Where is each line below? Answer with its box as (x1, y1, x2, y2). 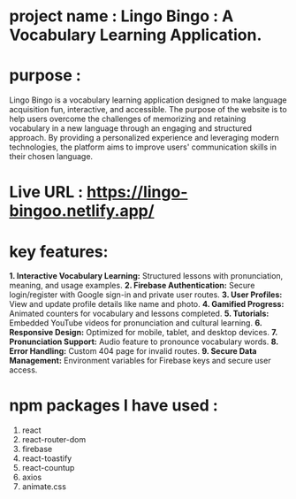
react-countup (21, 463, 75, 473)
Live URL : (9, 182, 84, 203)
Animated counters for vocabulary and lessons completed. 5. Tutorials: (9, 308, 269, 319)
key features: (9, 242, 109, 262)
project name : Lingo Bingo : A (9, 6, 234, 27)
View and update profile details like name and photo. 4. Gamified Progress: (9, 299, 285, 310)
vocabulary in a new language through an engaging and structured (9, 123, 253, 134)
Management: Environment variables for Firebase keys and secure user (9, 356, 271, 366)
